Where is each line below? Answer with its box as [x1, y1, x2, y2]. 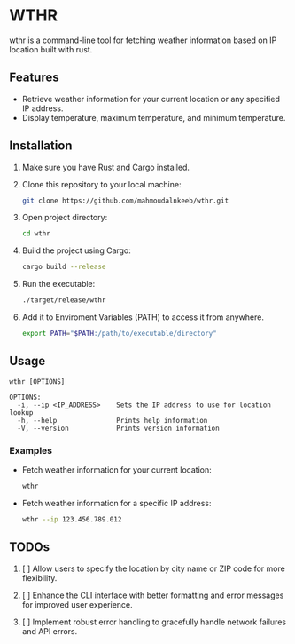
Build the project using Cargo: [21, 245, 131, 256]
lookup [9, 408, 34, 417]
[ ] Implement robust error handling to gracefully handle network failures [21, 616, 286, 627]
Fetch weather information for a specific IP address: [21, 497, 212, 508]
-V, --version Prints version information [17, 424, 220, 433]
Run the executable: [21, 279, 96, 290]
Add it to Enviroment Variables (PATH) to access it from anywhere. [21, 312, 264, 322]
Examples [9, 444, 53, 457]
